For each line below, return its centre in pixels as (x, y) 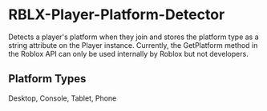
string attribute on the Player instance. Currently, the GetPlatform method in (133, 45)
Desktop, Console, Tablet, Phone (63, 98)
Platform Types (47, 79)
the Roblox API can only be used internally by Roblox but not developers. (128, 54)
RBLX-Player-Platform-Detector (117, 15)
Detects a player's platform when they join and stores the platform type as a (133, 37)
